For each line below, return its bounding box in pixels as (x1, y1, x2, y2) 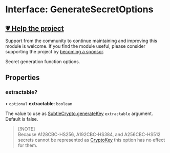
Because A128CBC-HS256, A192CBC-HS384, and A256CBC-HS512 (17, 131, 161, 137)
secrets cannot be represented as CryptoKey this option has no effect (17, 137, 165, 143)
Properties (5, 73, 40, 82)
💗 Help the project (5, 24, 64, 33)
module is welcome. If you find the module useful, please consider (5, 43, 146, 49)
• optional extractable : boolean (5, 100, 73, 106)
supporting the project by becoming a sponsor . (5, 49, 104, 54)
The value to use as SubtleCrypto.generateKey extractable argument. (5, 110, 153, 117)
